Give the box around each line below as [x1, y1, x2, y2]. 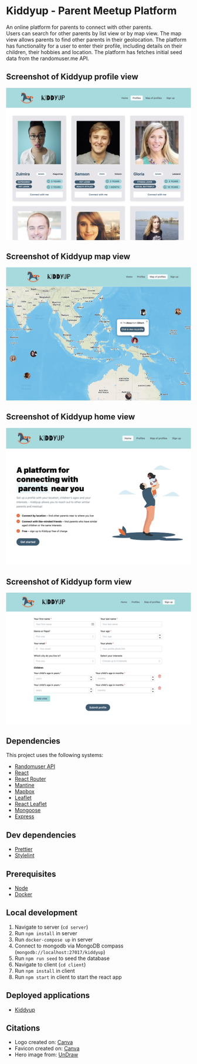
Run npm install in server [14, 929, 77, 936]
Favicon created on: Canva [14, 1045, 80, 1052]
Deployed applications [6, 990, 90, 1000]
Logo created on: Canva [14, 1039, 73, 1046]
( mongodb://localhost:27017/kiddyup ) [14, 948, 106, 955]
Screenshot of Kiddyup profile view [6, 72, 139, 82]
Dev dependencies [6, 830, 76, 840]
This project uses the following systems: [6, 752, 104, 759]
